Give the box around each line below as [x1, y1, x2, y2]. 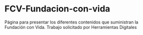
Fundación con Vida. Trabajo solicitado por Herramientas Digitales [4, 24, 137, 30]
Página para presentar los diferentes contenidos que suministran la [4, 19, 139, 25]
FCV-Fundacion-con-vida [4, 3, 111, 14]
